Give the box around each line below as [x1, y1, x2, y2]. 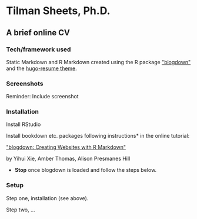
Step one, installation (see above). [6, 194, 89, 201]
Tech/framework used [6, 45, 71, 54]
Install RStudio [6, 121, 41, 128]
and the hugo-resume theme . [6, 65, 78, 72]
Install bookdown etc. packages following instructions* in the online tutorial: [6, 132, 190, 140]
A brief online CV [6, 28, 71, 38]
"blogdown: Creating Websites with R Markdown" [6, 144, 126, 151]
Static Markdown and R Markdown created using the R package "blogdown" [6, 58, 191, 65]
